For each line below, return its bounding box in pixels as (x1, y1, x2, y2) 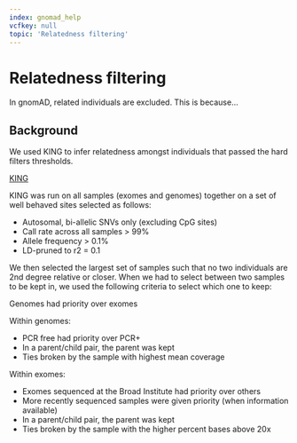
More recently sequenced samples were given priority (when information (21, 396, 289, 407)
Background (9, 123, 78, 138)
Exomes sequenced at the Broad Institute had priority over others (21, 386, 262, 397)
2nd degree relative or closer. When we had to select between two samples (9, 272, 285, 282)
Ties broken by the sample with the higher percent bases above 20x (21, 423, 272, 435)
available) (21, 405, 58, 415)
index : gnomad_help (9, 12, 82, 22)
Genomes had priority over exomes (9, 298, 138, 309)
